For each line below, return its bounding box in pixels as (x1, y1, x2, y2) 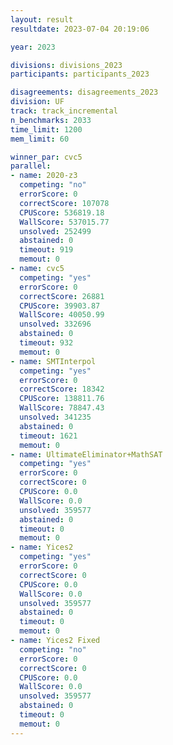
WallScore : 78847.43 (19, 403, 105, 413)
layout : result (10, 14, 74, 25)
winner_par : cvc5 (10, 152, 83, 162)
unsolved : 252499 (19, 226, 92, 236)
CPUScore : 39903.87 (19, 301, 101, 311)
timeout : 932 (19, 338, 74, 348)
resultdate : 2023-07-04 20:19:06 (10, 24, 150, 34)
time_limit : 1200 (10, 124, 83, 135)
